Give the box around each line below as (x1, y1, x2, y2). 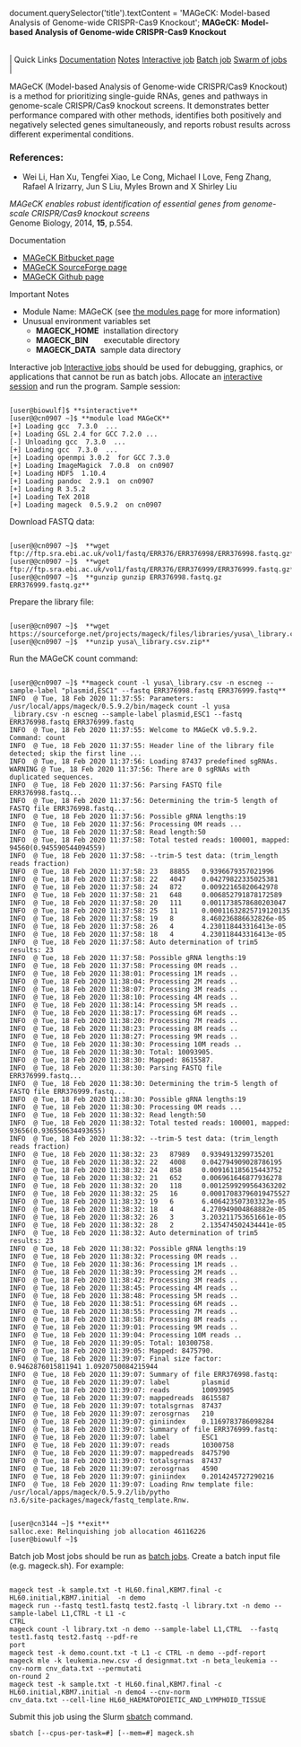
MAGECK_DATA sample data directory (35, 345, 182, 356)
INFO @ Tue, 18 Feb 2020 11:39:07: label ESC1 (9, 1433, 219, 1443)
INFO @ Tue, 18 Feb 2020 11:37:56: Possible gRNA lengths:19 (9, 812, 246, 821)
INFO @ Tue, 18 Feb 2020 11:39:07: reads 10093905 (9, 1386, 235, 1395)
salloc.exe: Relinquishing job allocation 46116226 (9, 1527, 206, 1537)
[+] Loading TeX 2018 (9, 493, 90, 502)
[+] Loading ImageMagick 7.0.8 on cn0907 (9, 462, 175, 471)
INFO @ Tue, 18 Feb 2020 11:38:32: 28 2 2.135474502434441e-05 (9, 1221, 287, 1230)
